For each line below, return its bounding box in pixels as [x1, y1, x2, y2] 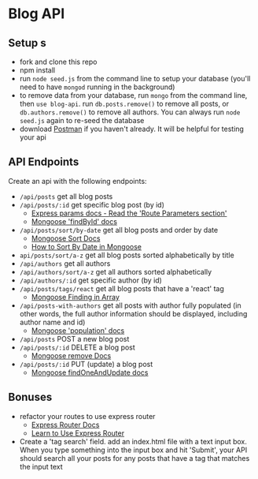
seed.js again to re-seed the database [19, 116, 145, 125]
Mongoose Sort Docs [31, 234, 101, 243]
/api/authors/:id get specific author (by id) [19, 275, 163, 285]
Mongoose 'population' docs [31, 325, 125, 335]
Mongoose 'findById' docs [31, 216, 118, 226]
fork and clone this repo [19, 57, 98, 66]
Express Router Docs [31, 420, 100, 429]
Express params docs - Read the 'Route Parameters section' [31, 208, 227, 218]
